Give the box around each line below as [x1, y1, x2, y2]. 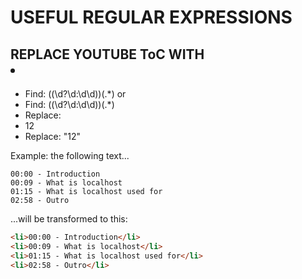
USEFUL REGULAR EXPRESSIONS [10, 6, 293, 29]
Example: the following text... [10, 150, 130, 161]
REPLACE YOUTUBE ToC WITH [10, 46, 205, 63]
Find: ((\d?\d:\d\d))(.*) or [24, 88, 127, 100]
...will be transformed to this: [10, 213, 128, 225]
